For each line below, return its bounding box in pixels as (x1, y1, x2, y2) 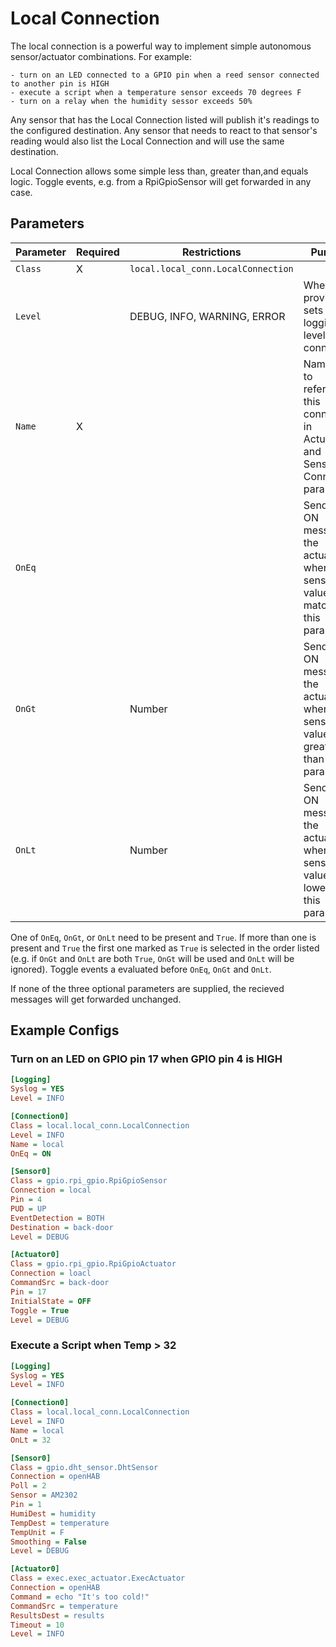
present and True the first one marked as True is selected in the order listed (10, 942, 320, 954)
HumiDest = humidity (10, 1508, 97, 1519)
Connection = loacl (10, 1268, 92, 1279)
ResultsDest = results (10, 1610, 105, 1621)
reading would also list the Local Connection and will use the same (10, 135, 285, 147)
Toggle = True (10, 1305, 70, 1316)
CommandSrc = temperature (10, 1601, 118, 1611)
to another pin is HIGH (10, 78, 110, 89)
